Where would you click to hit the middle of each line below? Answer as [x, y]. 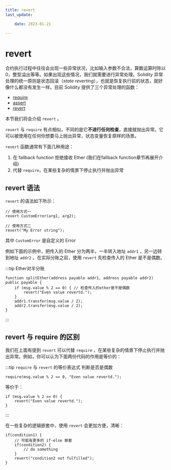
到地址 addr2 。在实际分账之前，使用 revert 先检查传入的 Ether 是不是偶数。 [85, 258]
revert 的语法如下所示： [31, 201]
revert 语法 [23, 188]
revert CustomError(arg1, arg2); [41, 216]
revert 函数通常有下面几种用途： [39, 147]
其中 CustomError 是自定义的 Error [41, 241]
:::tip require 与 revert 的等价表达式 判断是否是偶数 [59, 367]
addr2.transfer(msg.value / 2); [49, 306]
